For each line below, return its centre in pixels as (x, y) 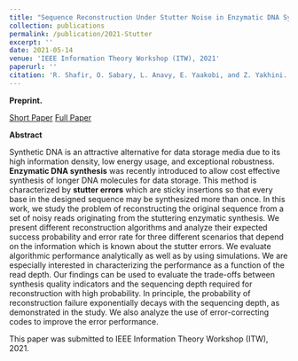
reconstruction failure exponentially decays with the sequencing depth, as (145, 302)
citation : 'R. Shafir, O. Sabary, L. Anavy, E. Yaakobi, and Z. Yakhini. (149, 75)
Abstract (26, 135)
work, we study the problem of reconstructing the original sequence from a (146, 208)
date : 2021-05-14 (41, 51)
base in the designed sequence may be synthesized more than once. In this (147, 199)
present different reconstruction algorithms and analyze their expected (138, 227)
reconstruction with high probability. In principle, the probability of (130, 293)
